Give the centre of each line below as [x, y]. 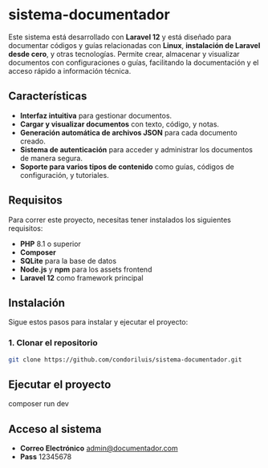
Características [48, 97]
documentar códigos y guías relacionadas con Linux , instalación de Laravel [134, 45]
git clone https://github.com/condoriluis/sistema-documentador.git [125, 359]
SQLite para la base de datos [68, 260]
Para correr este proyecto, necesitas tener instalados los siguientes [120, 220]
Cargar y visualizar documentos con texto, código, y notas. [119, 124]
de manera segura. [51, 158]
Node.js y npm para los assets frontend [86, 269]
